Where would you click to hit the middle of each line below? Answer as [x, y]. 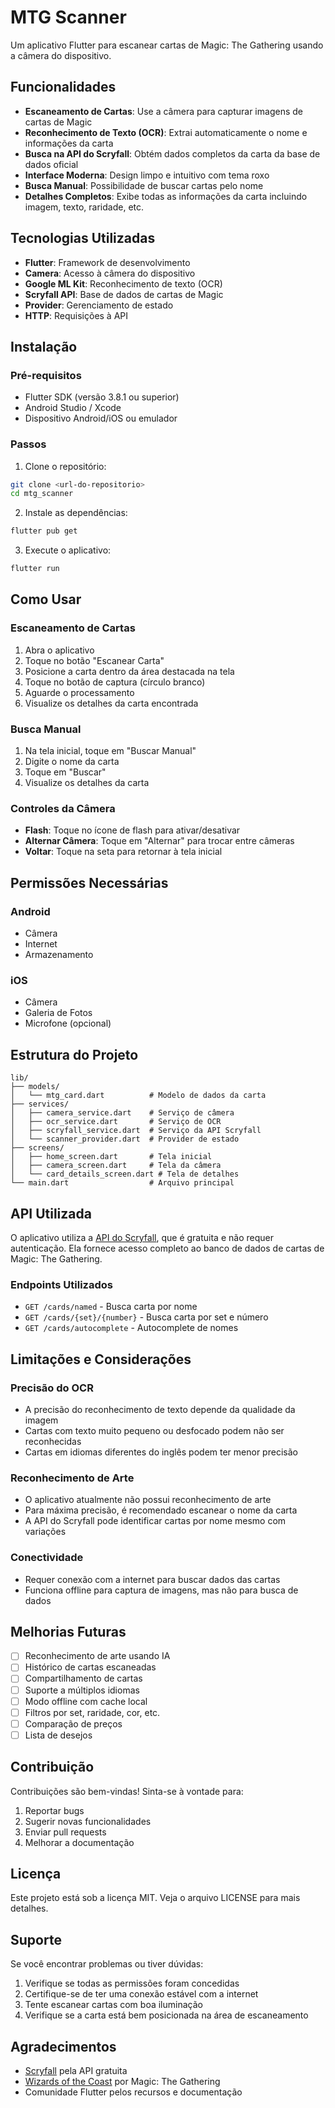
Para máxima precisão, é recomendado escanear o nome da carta [161, 1510]
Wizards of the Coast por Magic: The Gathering [122, 2082]
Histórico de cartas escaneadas [90, 1667]
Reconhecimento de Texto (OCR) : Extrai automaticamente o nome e [166, 132]
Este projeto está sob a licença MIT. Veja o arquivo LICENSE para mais [155, 1898]
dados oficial [51, 164]
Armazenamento [59, 955]
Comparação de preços [73, 1723]
